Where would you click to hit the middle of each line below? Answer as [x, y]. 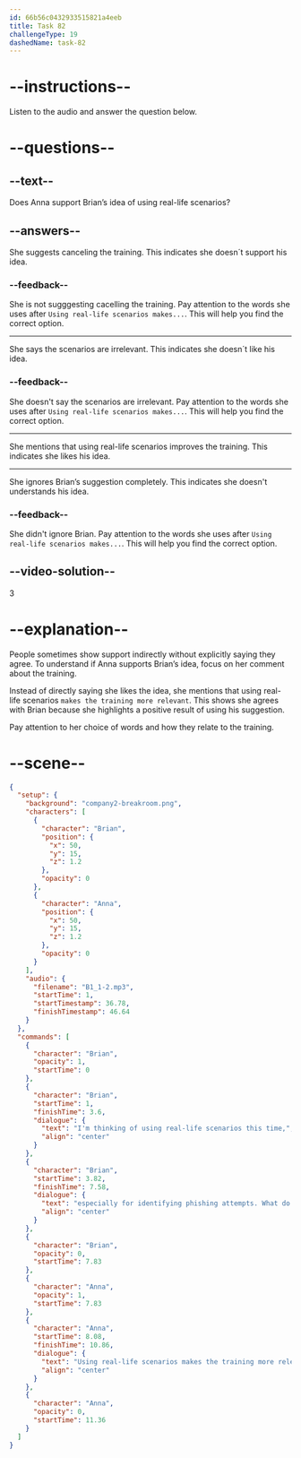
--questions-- [62, 148]
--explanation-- [69, 629]
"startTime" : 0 [61, 1070]
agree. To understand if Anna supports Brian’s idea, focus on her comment [147, 663]
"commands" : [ [43, 1037]
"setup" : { [38, 795]
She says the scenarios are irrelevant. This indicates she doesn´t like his [142, 349]
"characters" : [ [56, 812]
